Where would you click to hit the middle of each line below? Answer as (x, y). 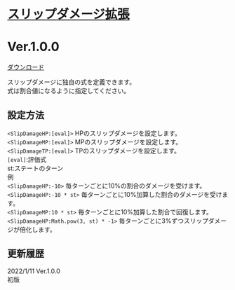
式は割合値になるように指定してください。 (69, 91)
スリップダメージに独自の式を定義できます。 (71, 82)
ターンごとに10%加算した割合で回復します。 (148, 212)
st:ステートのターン (35, 168)
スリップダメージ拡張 (68, 14)
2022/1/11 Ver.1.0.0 (34, 271)
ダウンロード (26, 67)
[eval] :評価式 (27, 159)
